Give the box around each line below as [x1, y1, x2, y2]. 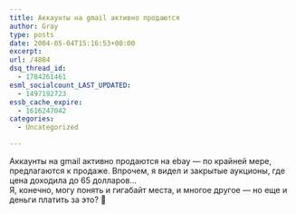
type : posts [9, 30, 54, 39]
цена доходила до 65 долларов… [9, 175, 138, 186]
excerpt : [9, 47, 43, 56]
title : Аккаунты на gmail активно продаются [9, 13, 180, 23]
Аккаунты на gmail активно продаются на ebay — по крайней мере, [9, 156, 272, 166]
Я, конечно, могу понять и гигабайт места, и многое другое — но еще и [9, 185, 288, 195]
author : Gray [9, 22, 59, 31]
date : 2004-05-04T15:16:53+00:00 [9, 38, 136, 48]
